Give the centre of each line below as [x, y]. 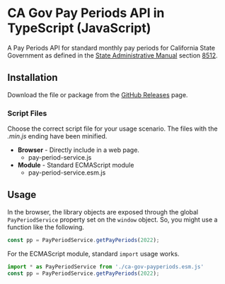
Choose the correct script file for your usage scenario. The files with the [112, 129]
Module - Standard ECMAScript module [76, 165]
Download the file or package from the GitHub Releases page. [98, 94]
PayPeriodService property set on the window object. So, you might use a [112, 219]
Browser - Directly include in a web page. [79, 150]
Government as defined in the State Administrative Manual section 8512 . [112, 55]
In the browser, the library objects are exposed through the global [103, 212]
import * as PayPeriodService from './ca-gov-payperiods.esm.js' [105, 267]
